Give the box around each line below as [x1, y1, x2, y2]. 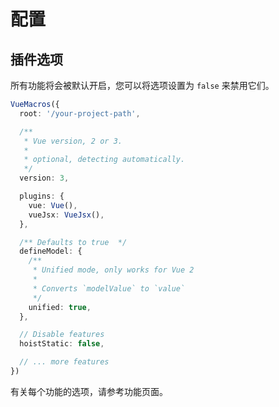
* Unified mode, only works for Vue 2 [32, 265, 195, 275]
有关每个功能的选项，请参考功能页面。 [10, 385, 168, 397]
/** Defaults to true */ [19, 237, 128, 247]
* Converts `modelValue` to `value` [32, 283, 186, 294]
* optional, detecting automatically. [23, 155, 186, 165]
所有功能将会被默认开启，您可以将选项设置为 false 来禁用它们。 [10, 80, 275, 91]
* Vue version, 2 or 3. [23, 136, 123, 146]
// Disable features [19, 330, 105, 340]
